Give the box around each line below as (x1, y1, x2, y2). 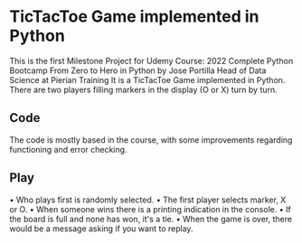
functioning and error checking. (9, 144, 127, 154)
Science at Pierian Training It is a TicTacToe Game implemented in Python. (9, 74, 286, 85)
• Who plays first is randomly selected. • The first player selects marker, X (9, 194, 287, 205)
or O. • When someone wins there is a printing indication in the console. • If (9, 203, 291, 214)
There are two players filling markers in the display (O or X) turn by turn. (9, 84, 278, 95)
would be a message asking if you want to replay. (9, 223, 193, 234)
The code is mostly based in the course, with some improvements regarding (9, 134, 293, 145)
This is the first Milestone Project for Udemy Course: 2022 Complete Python (9, 55, 294, 66)
